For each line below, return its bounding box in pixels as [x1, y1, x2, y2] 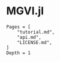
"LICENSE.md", [17, 39, 52, 45]
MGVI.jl [6, 4, 44, 18]
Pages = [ [6, 24, 31, 30]
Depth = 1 [6, 49, 31, 56]
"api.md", [17, 34, 42, 40]
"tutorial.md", [17, 29, 55, 35]
